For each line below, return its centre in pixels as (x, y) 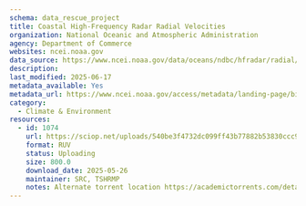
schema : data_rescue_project (65, 18)
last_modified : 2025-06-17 (61, 77)
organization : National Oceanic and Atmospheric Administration (134, 35)
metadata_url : (36, 94)
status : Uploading (61, 153)
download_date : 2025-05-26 (77, 170)
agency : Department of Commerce (71, 43)
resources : (30, 119)
